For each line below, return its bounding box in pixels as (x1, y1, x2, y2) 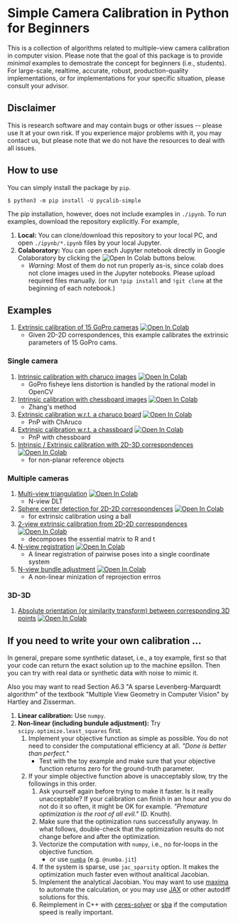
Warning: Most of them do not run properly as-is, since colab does (28, 261, 224, 270)
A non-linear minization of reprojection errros (28, 572, 161, 581)
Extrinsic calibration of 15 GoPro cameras (17, 323, 139, 332)
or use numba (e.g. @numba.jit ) (49, 855, 137, 864)
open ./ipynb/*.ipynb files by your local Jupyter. (17, 238, 162, 247)
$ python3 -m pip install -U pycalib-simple (7, 197, 141, 204)
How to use (7, 164, 58, 176)
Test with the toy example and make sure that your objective (38, 756, 216, 766)
